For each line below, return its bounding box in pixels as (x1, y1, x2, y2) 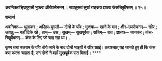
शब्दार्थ (5, 15, 15, 20)
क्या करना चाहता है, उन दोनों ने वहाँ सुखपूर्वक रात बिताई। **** (5, 50, 102, 56)
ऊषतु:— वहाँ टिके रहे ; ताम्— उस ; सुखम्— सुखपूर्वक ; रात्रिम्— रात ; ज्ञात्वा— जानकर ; (5, 30, 145, 35)
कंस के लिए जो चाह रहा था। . (25, 35, 70, 41)
